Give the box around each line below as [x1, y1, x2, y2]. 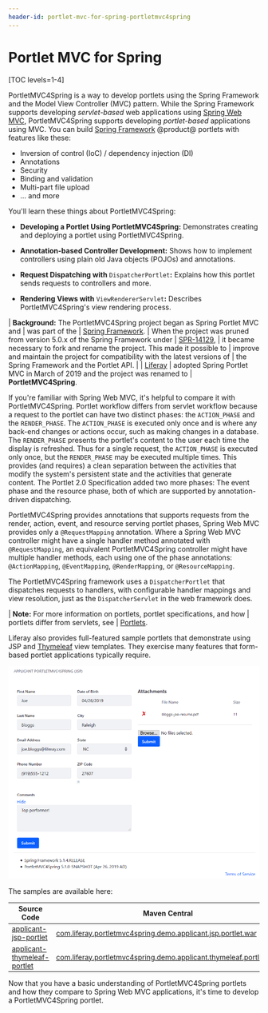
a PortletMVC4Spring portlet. [8, 995, 104, 1005]
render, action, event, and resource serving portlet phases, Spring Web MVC [8, 518, 260, 528]
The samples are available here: [8, 886, 113, 895]
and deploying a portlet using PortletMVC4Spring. [19, 230, 184, 240]
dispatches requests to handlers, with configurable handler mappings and [8, 584, 251, 595]
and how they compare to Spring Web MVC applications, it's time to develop [8, 987, 259, 997]
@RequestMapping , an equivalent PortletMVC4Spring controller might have [8, 544, 248, 553]
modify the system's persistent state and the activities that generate [8, 469, 232, 479]
